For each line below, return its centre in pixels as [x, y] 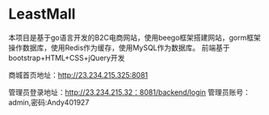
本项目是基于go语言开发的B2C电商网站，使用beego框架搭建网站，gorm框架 [134, 37]
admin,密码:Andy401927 [49, 102]
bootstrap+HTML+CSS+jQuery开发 [67, 57]
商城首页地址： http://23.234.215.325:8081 [78, 75]
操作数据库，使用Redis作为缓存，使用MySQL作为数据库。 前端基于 [119, 47]
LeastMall [42, 14]
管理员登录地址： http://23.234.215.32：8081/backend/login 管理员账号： [129, 92]
